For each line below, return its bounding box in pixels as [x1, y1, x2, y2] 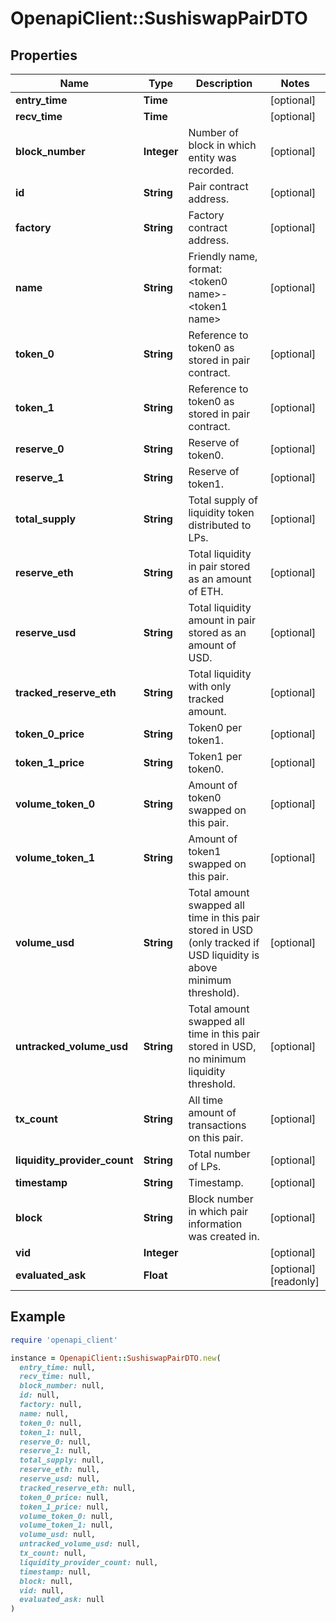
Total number [188, 1147, 251, 1161]
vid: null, [19, 1585, 65, 1596]
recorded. [188, 163, 235, 177]
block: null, [19, 1576, 74, 1586]
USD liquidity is [188, 948, 260, 962]
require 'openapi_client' [10, 1335, 118, 1345]
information [188, 1217, 243, 1231]
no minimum [188, 1052, 247, 1066]
